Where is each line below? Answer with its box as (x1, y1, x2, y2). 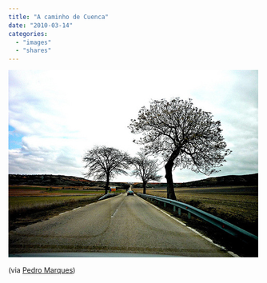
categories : (8, 30, 48, 38)
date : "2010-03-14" (8, 21, 74, 30)
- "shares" (15, 46, 52, 55)
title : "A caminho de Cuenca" (8, 13, 110, 21)
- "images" (15, 38, 52, 46)
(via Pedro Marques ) (8, 265, 76, 275)
